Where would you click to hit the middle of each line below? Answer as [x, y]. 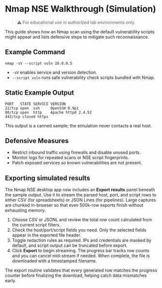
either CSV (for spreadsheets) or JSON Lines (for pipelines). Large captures [81, 200]
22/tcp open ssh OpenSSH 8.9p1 [42, 108]
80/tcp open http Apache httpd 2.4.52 [48, 112]
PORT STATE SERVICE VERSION [36, 104]
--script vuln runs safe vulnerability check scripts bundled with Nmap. [83, 77]
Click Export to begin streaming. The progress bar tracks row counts [81, 251]
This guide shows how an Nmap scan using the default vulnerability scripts [80, 32]
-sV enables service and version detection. [55, 72]
